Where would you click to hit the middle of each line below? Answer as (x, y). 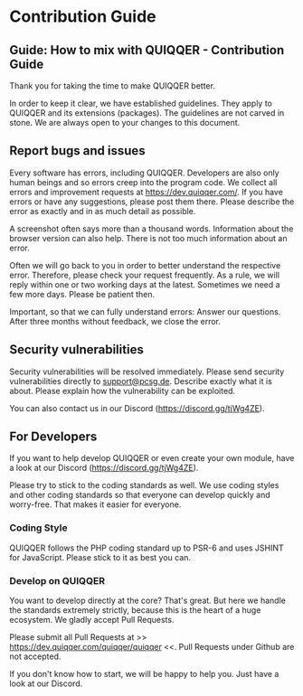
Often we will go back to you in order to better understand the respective (145, 265)
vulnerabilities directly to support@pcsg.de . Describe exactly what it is (141, 381)
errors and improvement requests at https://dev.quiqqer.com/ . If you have (146, 192)
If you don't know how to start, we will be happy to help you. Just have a (144, 674)
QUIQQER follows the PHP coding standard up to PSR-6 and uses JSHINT (147, 548)
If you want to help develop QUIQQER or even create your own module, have (152, 458)
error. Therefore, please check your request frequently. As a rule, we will (145, 275)
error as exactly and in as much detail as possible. (103, 211)
